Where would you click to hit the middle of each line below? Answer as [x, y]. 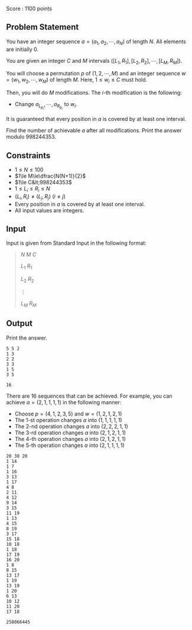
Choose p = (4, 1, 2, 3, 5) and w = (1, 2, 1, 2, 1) [68, 414]
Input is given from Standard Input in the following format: [76, 243]
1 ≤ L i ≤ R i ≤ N [32, 189]
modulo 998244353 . [31, 137]
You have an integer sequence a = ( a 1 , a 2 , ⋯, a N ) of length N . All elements [96, 42]
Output [19, 323]
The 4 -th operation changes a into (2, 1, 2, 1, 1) [70, 439]
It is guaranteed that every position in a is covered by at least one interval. [96, 119]
